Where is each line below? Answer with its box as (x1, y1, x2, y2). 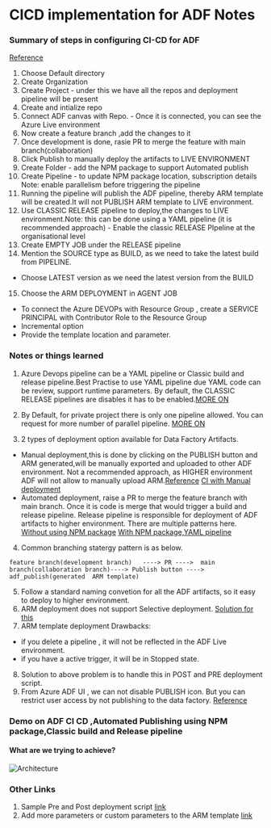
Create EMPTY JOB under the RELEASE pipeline (20, 240, 181, 250)
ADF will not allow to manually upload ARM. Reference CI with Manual (20, 475, 251, 485)
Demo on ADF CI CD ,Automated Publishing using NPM (9, 715, 228, 726)
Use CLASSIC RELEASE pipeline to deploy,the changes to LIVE (20, 206, 229, 216)
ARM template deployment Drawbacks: (20, 620, 152, 631)
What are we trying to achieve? (9, 746, 116, 755)
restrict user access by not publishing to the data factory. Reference (20, 695, 248, 704)
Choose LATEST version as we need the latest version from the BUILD (20, 273, 254, 283)
